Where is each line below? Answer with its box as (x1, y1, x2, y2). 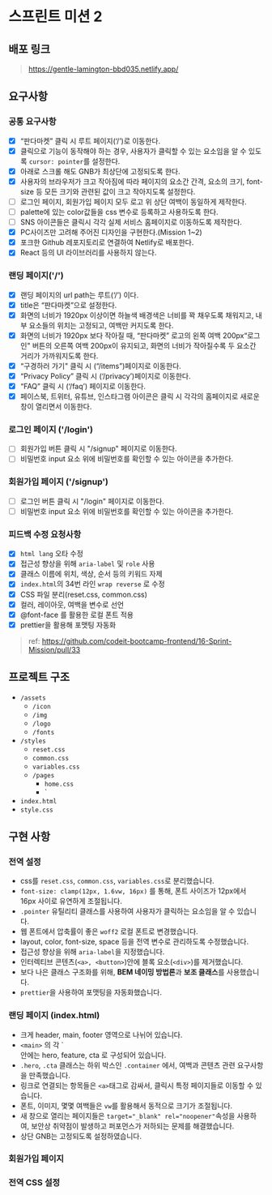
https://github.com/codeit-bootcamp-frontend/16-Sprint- (41, 636, 232, 645)
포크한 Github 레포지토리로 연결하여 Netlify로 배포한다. (19, 238, 194, 247)
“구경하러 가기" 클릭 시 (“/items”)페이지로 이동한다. (19, 361, 182, 370)
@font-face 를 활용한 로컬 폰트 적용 (19, 610, 134, 619)
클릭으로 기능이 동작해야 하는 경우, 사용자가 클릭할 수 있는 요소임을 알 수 (19, 146, 247, 156)
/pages (32, 771, 55, 779)
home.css (44, 780, 74, 788)
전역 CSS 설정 (8, 1177, 61, 1189)
